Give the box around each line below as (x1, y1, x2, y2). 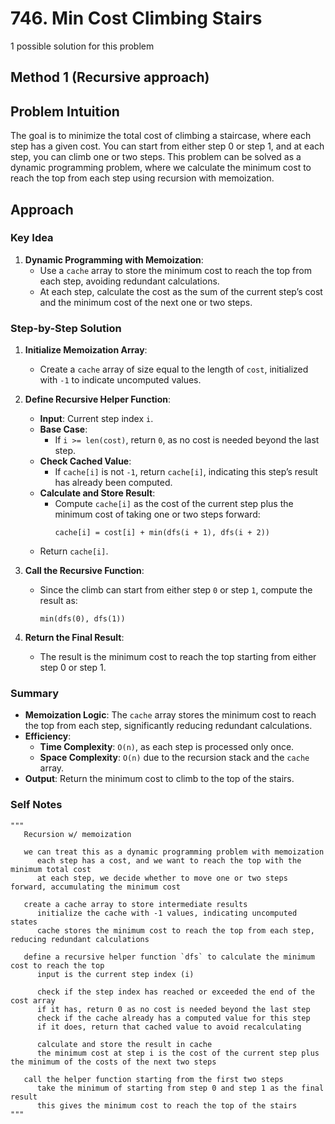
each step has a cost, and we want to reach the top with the (36, 855, 302, 866)
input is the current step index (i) (36, 969, 195, 979)
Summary (10, 687, 60, 701)
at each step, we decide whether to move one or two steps (36, 873, 288, 883)
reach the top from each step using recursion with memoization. (10, 172, 275, 184)
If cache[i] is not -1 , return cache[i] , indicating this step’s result (54, 466, 318, 478)
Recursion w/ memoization (23, 829, 132, 839)
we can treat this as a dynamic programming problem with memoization (23, 847, 325, 857)
